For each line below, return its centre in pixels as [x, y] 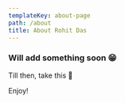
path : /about [30, 23]
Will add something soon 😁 [62, 58]
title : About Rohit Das [48, 30]
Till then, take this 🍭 [41, 75]
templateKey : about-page [49, 15]
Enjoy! [19, 90]
